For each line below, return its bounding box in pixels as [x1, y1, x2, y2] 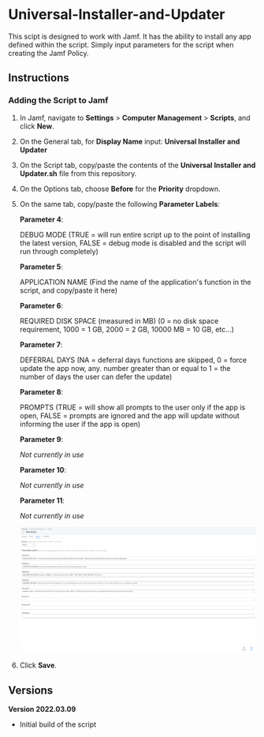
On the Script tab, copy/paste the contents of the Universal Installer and [19, 160, 256, 170]
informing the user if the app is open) [19, 419, 141, 428]
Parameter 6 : [19, 301, 64, 310]
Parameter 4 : [19, 215, 64, 224]
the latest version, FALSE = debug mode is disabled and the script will [19, 238, 247, 248]
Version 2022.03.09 [8, 705, 76, 713]
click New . [19, 121, 54, 131]
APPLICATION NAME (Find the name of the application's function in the [19, 277, 251, 286]
